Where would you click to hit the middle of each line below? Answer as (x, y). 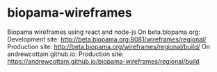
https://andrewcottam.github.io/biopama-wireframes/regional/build (103, 61)
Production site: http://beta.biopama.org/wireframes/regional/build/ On (109, 46)
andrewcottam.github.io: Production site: (65, 54)
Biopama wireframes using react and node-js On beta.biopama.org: (104, 32)
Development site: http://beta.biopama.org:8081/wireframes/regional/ (107, 39)
